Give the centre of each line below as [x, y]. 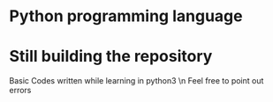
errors [20, 91]
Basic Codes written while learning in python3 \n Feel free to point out [136, 81]
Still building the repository [111, 57]
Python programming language [126, 16]
